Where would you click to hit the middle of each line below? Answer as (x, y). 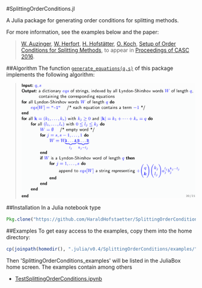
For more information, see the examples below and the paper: (83, 32)
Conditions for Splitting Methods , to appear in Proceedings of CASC (105, 50)
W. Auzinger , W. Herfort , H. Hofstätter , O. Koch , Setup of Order (98, 44)
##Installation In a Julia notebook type (54, 208)
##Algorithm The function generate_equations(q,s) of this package (90, 68)
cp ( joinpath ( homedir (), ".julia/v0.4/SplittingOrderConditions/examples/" (102, 249)
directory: (18, 237)
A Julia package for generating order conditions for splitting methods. (93, 20)
